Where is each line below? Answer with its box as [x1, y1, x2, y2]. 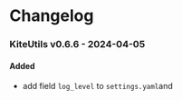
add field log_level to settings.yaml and [22, 81, 174, 92]
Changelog [9, 5, 94, 26]
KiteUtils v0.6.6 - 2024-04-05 [9, 38, 146, 51]
